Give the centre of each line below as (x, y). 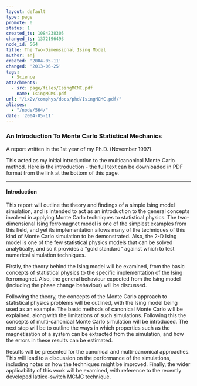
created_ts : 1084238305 (35, 34)
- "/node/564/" (30, 110)
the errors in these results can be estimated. (60, 340)
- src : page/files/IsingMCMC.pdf (52, 88)
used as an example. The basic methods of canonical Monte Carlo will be (95, 309)
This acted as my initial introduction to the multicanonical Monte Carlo (91, 160)
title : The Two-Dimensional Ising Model (56, 50)
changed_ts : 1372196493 (35, 39)
